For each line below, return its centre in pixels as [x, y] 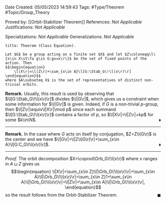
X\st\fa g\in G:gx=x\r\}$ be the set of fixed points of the [83, 59]
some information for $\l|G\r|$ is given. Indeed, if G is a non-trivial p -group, [82, 104]
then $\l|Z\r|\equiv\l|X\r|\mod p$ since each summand [61, 109]
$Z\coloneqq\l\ [140, 54]
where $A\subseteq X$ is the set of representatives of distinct [74, 80]
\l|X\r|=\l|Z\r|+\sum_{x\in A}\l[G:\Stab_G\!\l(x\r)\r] [73, 71]
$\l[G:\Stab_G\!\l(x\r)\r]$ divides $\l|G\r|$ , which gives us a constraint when [82, 99]
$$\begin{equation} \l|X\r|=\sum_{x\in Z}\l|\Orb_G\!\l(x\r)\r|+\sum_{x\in [83, 171]
